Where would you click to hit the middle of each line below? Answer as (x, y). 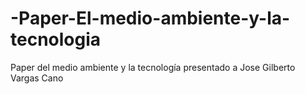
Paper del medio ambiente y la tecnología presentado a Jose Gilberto (153, 67)
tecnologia (56, 39)
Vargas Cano (37, 78)
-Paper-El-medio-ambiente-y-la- (150, 18)
